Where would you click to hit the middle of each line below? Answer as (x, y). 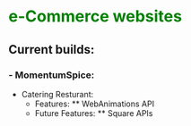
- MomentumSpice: (52, 75)
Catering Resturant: (57, 94)
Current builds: (52, 50)
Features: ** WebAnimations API (94, 104)
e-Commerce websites (95, 17)
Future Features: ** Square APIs (94, 113)
